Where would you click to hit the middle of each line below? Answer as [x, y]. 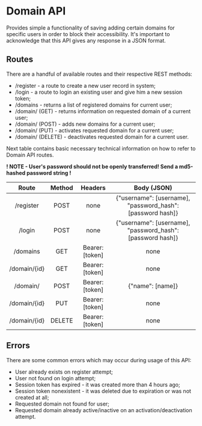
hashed [16, 173]
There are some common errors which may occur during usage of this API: [99, 360]
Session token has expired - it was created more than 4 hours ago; [97, 384]
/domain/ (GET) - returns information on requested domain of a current [103, 111]
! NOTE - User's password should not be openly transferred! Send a [92, 166]
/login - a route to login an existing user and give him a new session [99, 92]
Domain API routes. [30, 155]
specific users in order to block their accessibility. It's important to [88, 34]
